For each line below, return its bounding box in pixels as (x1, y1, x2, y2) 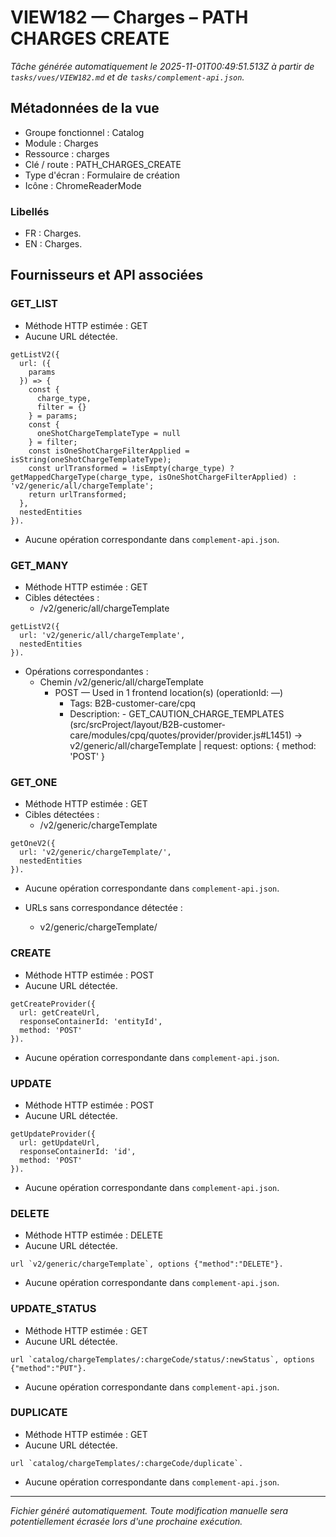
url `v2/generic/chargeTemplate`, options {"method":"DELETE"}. (10, 1259, 284, 1270)
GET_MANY (10, 558, 69, 572)
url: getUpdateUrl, (19, 1137, 101, 1148)
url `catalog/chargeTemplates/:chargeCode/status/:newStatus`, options (10, 1354, 315, 1365)
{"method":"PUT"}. (10, 1363, 87, 1373)
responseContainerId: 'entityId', (19, 1016, 163, 1026)
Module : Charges (24, 137, 99, 149)
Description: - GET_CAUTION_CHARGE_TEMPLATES (69, 708, 285, 720)
